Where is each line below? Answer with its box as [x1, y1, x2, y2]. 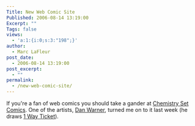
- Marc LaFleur [12, 49, 51, 55]
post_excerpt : [6, 65, 43, 72]
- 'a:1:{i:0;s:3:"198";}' [12, 37, 78, 43]
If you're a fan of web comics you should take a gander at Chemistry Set [6, 100, 189, 107]
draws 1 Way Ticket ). [6, 113, 59, 120]
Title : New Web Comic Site [6, 9, 75, 15]
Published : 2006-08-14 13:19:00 [6, 15, 89, 21]
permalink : [6, 77, 34, 83]
